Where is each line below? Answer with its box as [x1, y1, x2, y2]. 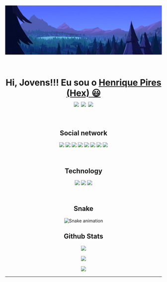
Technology [64, 167, 103, 175]
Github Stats [64, 232, 103, 241]
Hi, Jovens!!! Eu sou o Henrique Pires [5, 77, 162, 88]
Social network [59, 129, 108, 137]
